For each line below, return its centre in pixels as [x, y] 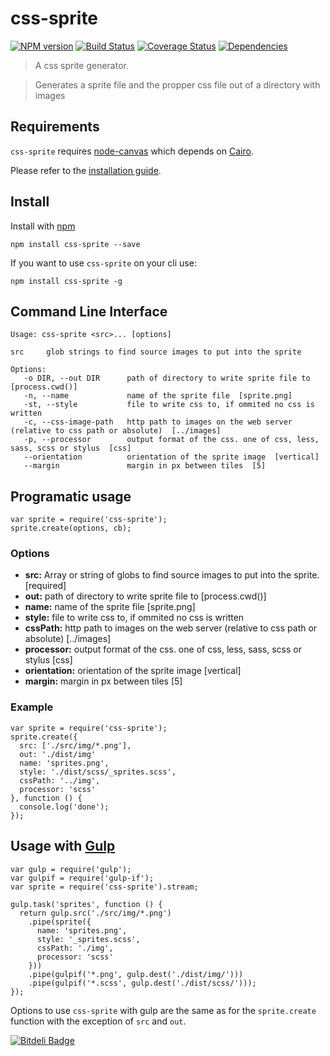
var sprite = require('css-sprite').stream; [104, 887]
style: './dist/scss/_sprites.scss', [98, 772]
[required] [45, 586]
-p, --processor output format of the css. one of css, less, [171, 440]
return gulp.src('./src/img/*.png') [95, 913]
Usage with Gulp [63, 846]
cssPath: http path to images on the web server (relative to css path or [171, 628]
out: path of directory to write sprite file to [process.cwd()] [145, 596]
